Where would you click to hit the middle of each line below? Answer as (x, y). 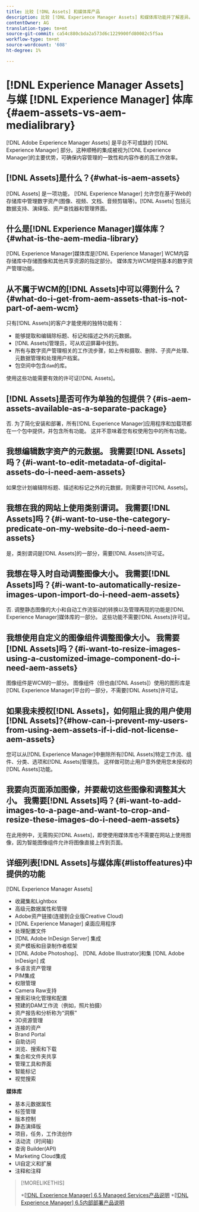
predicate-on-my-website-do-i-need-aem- (88, 529)
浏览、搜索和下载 (36, 1049)
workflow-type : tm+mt (33, 39)
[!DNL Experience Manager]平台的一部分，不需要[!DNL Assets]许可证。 (94, 691)
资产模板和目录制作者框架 (46, 946)
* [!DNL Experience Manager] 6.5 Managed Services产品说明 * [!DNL (105, 1195)
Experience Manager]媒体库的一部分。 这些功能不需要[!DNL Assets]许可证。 (100, 617)
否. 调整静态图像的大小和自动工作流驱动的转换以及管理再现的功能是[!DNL (95, 610)
